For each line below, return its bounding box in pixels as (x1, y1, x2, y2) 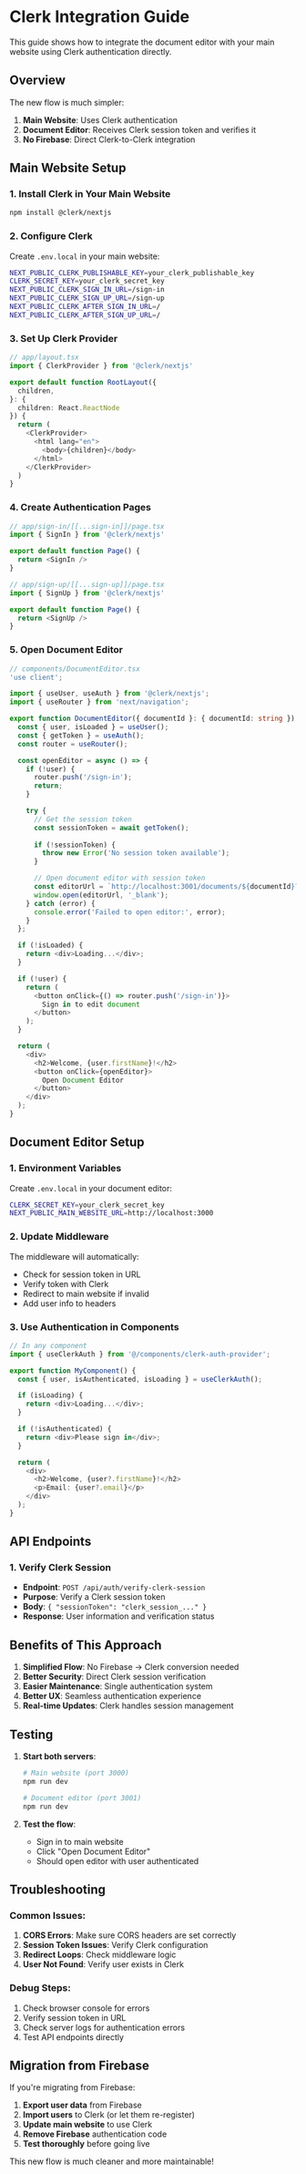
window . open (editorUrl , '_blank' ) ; (33, 891, 169, 900)
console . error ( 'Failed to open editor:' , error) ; (33, 907, 226, 917)
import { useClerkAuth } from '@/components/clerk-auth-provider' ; (9, 1349, 271, 1359)
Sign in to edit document (42, 1000, 141, 1009)
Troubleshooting (9, 1881, 107, 1897)
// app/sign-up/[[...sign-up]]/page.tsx (9, 580, 166, 589)
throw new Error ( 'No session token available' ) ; (42, 849, 230, 858)
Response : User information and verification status (22, 1611, 215, 1622)
